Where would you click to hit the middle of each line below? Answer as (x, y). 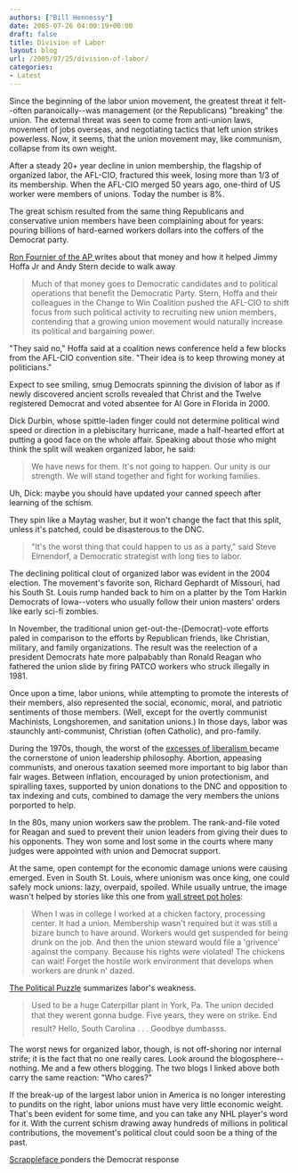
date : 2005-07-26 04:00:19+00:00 (71, 26)
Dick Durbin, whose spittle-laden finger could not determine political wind (145, 421)
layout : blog (33, 51)
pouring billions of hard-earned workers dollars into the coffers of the (137, 230)
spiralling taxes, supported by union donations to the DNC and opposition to (148, 786)
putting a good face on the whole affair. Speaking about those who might (143, 439)
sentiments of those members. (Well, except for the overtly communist (138, 712)
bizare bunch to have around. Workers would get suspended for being (160, 932)
